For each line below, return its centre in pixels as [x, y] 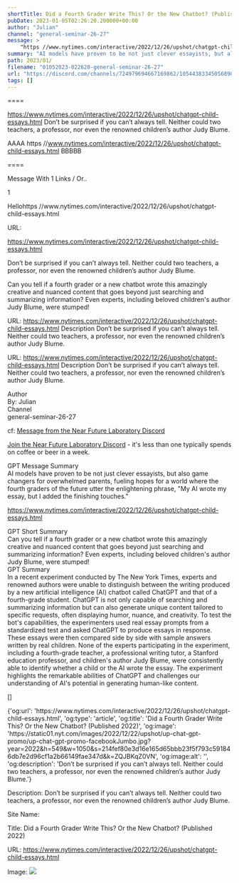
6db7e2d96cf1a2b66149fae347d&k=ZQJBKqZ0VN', [83, 757]
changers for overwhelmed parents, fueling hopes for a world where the [113, 481]
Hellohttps [22, 206]
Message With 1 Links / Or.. [47, 178]
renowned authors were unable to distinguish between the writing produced [119, 585]
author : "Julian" [33, 27]
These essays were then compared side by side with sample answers [109, 638]
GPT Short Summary [38, 532]
